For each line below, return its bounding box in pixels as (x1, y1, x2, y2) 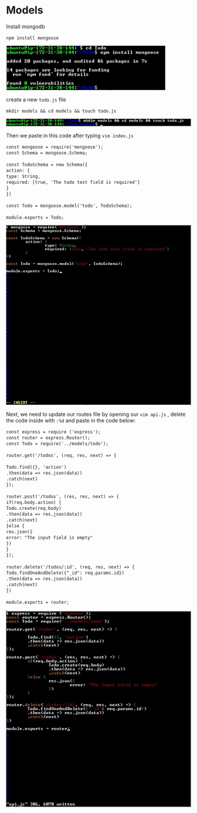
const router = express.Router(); (6, 435, 91, 441)
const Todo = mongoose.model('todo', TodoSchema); (6, 203, 133, 209)
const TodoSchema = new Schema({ (6, 162, 88, 168)
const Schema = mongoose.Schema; (6, 150, 88, 156)
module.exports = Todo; (6, 215, 64, 221)
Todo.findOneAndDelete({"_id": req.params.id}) (6, 570, 125, 576)
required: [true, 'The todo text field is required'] (6, 180, 141, 186)
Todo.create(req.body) (6, 505, 62, 511)
